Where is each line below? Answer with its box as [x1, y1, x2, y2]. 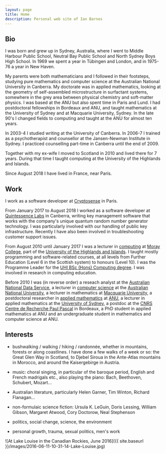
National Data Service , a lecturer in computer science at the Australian [5, 285, 148, 290]
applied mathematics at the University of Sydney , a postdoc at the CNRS [5, 301, 153, 306]
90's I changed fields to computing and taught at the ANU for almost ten [5, 115, 152, 121]
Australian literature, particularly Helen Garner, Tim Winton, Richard [12, 389, 150, 395]
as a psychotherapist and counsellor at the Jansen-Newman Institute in [5, 136, 151, 142]
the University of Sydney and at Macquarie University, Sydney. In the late [5, 110, 154, 116]
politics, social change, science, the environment [12, 419, 112, 425]
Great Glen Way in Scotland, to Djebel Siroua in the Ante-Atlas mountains [12, 354, 161, 360]
